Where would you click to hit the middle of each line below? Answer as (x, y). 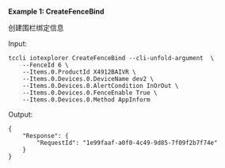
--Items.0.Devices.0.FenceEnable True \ (90, 93)
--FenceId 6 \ (46, 65)
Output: (21, 115)
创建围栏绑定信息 (36, 28)
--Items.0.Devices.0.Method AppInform (86, 100)
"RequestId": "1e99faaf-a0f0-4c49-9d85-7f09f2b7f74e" (127, 143)
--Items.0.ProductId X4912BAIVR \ (79, 72)
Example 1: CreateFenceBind (56, 11)
